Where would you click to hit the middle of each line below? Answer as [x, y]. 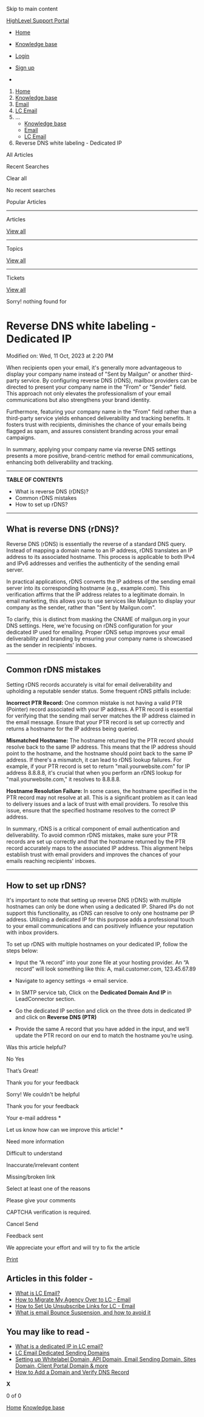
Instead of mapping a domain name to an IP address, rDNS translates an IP [100, 550]
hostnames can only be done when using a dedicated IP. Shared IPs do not [100, 907]
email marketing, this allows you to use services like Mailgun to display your [101, 601]
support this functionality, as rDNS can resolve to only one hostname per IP [100, 913]
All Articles [20, 155]
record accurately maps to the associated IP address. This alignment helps [100, 848]
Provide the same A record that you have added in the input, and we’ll [102, 1029]
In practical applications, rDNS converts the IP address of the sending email [101, 581]
